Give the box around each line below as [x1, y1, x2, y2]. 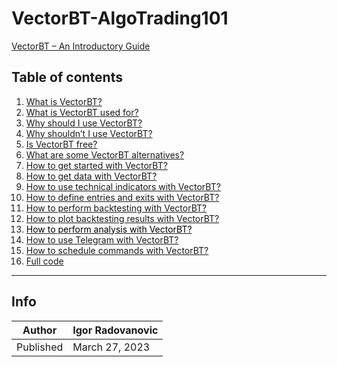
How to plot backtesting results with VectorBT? [25, 212, 220, 224]
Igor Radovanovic [72, 323, 159, 337]
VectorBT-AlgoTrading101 [11, 7, 229, 30]
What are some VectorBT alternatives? [25, 148, 185, 161]
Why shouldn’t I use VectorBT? [25, 127, 153, 139]
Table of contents [11, 69, 123, 86]
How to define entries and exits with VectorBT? [25, 191, 220, 203]
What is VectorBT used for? [25, 106, 139, 118]
